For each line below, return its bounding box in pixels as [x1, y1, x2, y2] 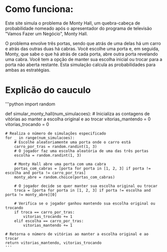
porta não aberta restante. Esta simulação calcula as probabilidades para [5, 61, 156, 67]
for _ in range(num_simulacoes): [5, 135, 75, 140]
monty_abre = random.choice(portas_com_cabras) [14, 174, 115, 179]
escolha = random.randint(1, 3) [14, 152, 81, 158]
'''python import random [5, 101, 55, 107]
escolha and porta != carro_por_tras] [5, 170, 86, 175]
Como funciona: [5, 3, 73, 15]
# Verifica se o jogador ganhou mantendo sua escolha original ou [14, 201, 155, 206]
